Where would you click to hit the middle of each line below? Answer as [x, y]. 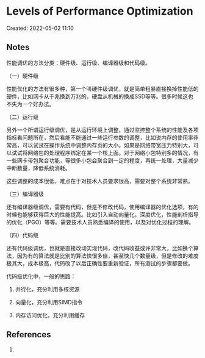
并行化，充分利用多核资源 [47, 289]
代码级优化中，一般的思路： [41, 276]
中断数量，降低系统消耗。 [38, 168]
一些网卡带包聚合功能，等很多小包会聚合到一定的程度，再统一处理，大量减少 [103, 160]
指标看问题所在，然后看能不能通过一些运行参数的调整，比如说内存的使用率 [100, 137]
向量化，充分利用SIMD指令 [49, 302]
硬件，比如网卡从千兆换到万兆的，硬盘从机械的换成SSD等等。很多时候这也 [100, 96]
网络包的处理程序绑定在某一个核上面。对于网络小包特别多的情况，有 [113, 152]
